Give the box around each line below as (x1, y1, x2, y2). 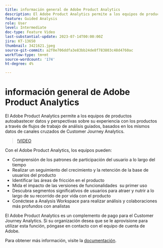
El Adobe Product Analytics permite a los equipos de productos (5, 113, 132, 119)
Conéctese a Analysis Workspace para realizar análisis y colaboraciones (12, 198, 158, 204)
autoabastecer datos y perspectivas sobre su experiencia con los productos (5, 118, 157, 124)
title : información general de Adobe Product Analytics (5, 7, 120, 12)
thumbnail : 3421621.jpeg (5, 43, 55, 48)
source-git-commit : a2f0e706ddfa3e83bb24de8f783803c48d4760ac (5, 48, 133, 53)
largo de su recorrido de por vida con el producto (12, 193, 111, 199)
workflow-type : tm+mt (5, 52, 49, 57)
